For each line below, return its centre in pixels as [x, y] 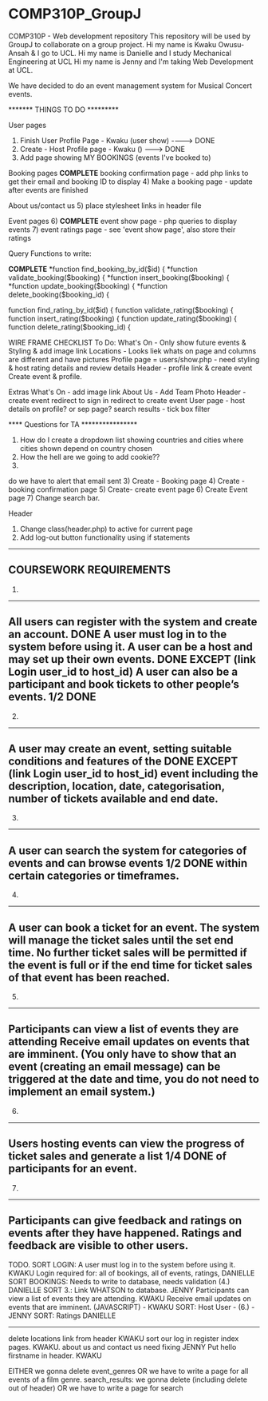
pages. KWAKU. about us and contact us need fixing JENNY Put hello [122, 1347]
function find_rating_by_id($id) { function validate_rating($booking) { [121, 309]
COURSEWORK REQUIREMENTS [90, 570]
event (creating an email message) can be [114, 1067]
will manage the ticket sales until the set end [121, 940]
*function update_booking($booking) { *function [88, 285]
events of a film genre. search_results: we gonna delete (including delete [128, 1379]
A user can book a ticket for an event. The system [134, 927]
